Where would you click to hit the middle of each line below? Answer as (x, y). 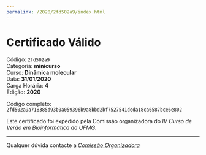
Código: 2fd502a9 (28, 59)
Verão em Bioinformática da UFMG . (51, 127)
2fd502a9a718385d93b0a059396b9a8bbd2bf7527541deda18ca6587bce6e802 (94, 110)
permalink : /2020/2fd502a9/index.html (56, 12)
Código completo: (29, 104)
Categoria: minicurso (33, 66)
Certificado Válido (54, 42)
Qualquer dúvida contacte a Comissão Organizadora (73, 145)
